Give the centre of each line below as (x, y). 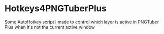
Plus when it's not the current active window (50, 27)
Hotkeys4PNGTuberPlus (56, 8)
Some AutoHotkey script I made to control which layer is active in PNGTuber (82, 22)
